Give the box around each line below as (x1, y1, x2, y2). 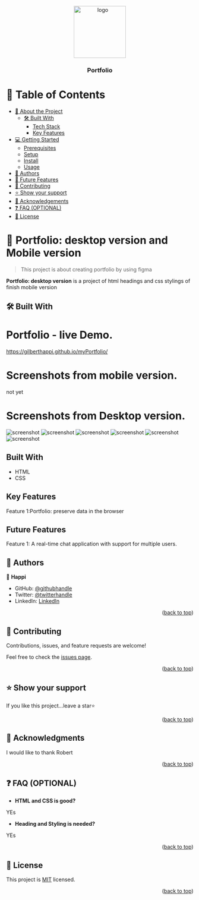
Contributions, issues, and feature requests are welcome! (6, 642, 147, 649)
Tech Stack (32, 122, 61, 130)
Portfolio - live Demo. (6, 329, 113, 342)
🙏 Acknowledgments (6, 733, 85, 743)
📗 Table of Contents (6, 88, 106, 102)
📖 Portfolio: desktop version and (6, 233, 168, 247)
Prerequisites (23, 144, 56, 151)
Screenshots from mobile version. (6, 369, 178, 383)
